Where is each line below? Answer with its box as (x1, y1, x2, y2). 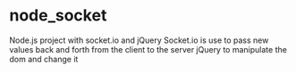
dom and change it (9, 53, 79, 64)
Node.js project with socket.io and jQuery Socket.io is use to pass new (9, 35, 269, 45)
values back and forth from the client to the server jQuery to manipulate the (9, 44, 288, 54)
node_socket (9, 5, 107, 26)
